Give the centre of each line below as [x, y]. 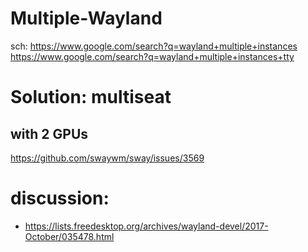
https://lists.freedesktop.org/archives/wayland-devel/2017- [146, 226]
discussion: [60, 198]
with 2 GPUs [49, 133]
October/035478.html [69, 236]
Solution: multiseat [91, 97]
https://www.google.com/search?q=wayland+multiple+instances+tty [152, 56]
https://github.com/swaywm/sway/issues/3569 [107, 158]
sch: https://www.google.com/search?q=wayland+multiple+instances [154, 46]
